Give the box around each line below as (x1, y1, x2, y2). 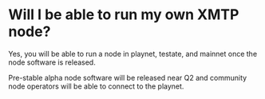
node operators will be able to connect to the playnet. (8, 81, 184, 91)
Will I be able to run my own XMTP (8, 6, 239, 24)
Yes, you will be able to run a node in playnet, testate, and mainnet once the (8, 49, 258, 58)
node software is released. (8, 57, 96, 67)
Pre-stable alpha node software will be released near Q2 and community (8, 73, 247, 82)
